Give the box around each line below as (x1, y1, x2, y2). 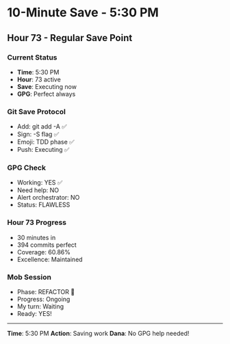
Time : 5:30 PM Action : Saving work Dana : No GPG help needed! (7, 330, 190, 338)
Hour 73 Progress (7, 217, 67, 227)
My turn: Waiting (16, 302, 64, 310)
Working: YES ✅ (16, 178, 63, 187)
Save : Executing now (16, 82, 77, 90)
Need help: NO (16, 186, 60, 194)
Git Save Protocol (7, 107, 66, 116)
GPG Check (7, 163, 47, 172)
